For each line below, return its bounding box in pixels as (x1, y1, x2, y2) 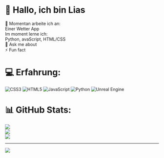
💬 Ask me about (5, 41, 37, 47)
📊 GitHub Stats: (5, 105, 72, 115)
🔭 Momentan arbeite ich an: (5, 21, 61, 26)
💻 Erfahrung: (5, 67, 61, 78)
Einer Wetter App (5, 25, 40, 31)
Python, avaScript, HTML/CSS (5, 36, 66, 42)
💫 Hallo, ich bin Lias (5, 4, 85, 16)
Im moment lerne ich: (5, 31, 48, 37)
